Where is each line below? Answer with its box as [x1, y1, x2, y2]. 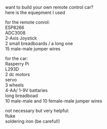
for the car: [5, 55, 28, 61]
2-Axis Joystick [5, 35, 37, 41]
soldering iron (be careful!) [5, 118, 60, 124]
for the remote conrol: [5, 19, 50, 25]
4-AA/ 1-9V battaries [5, 87, 48, 93]
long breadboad [5, 92, 38, 98]
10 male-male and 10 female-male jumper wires [5, 98, 103, 104]
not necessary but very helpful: [5, 107, 70, 113]
